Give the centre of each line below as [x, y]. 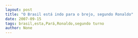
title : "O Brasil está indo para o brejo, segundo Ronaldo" [70, 14]
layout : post [19, 10]
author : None [19, 28]
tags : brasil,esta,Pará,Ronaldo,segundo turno [55, 23]
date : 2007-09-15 [23, 19]
